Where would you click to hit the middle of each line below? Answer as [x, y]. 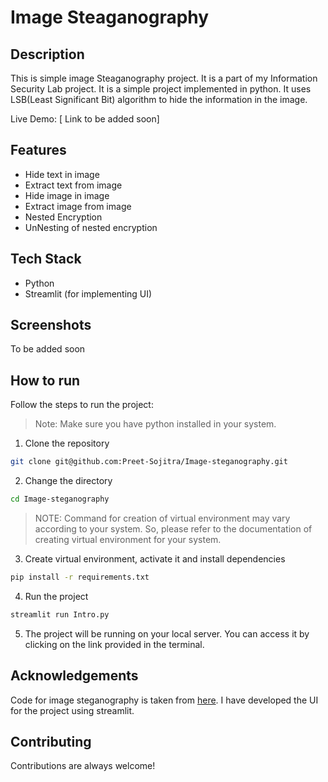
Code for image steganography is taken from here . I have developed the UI [164, 700]
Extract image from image [78, 206]
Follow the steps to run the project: [82, 405]
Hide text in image [62, 174]
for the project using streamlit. [72, 710]
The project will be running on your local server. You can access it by [167, 633]
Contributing [51, 741]
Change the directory [68, 481]
